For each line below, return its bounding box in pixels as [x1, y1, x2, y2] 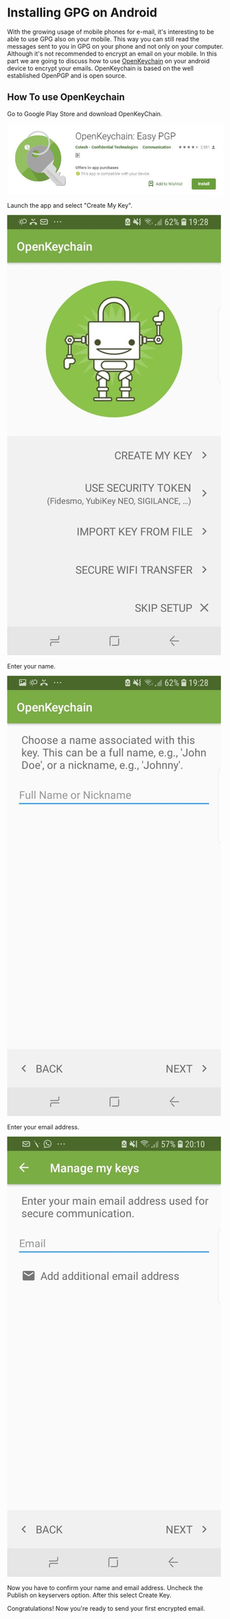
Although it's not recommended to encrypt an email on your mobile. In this [7, 50, 218, 58]
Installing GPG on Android [7, 5, 158, 21]
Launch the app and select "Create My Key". [7, 201, 133, 209]
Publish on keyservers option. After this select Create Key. [7, 1591, 172, 1599]
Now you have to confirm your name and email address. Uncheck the [7, 1583, 203, 1591]
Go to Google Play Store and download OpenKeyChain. [7, 109, 163, 118]
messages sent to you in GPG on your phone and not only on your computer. [7, 42, 224, 50]
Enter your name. [7, 662, 56, 670]
